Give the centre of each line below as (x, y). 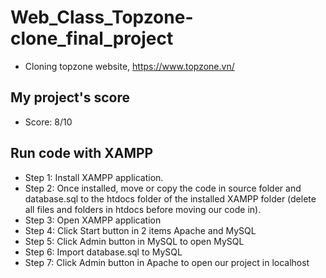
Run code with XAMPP (82, 153)
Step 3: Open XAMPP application (93, 220)
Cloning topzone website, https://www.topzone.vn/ (129, 66)
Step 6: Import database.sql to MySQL (103, 252)
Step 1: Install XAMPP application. (94, 177)
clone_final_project (92, 38)
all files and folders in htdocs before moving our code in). (143, 209)
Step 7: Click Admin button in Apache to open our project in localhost (167, 262)
